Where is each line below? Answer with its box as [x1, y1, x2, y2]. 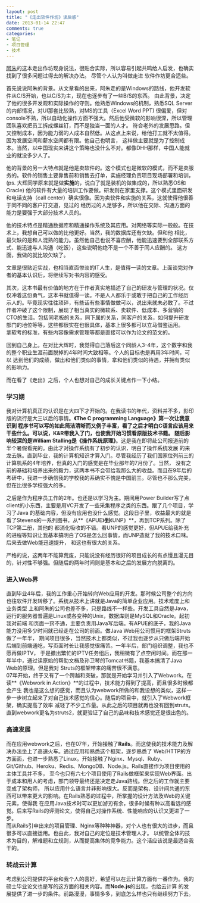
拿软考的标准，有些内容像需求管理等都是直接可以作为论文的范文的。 [6, 329, 173, 336]
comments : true [6, 25, 44, 32]
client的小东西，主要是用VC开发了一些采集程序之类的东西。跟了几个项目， [6, 502, 189, 509]
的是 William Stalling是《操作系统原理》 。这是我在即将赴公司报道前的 [21, 437, 189, 444]
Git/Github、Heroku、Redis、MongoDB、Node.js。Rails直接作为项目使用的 [6, 763, 190, 770]
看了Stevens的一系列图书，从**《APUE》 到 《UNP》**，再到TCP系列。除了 [6, 517, 186, 524]
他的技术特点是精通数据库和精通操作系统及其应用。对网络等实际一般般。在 [6, 221, 189, 229]
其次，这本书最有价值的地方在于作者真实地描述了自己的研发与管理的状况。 [6, 284, 189, 291]
